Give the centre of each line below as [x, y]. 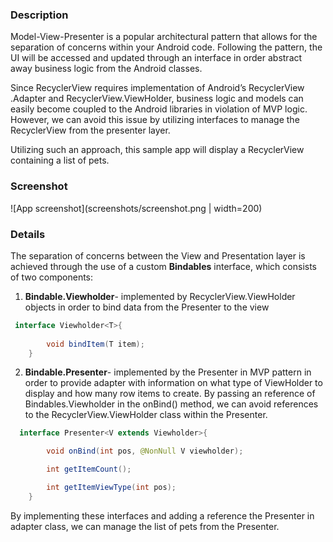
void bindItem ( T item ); [95, 344]
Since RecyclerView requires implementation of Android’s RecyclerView [157, 88]
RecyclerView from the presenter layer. [90, 130]
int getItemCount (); [89, 469]
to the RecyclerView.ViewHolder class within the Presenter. [146, 415]
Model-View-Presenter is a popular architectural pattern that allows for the [164, 37]
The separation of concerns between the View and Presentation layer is [158, 255]
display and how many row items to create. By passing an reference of [170, 394]
